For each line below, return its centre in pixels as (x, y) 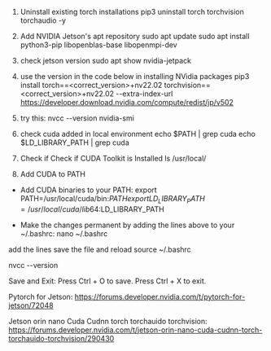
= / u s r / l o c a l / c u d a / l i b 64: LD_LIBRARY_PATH (92, 209)
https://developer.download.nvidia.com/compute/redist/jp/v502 (127, 102)
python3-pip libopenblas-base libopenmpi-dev (98, 45)
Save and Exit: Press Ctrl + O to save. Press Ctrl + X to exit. (107, 281)
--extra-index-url (144, 94)
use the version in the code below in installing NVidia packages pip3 (135, 76)
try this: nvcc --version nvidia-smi (77, 118)
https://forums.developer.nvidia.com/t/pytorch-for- (160, 296)
